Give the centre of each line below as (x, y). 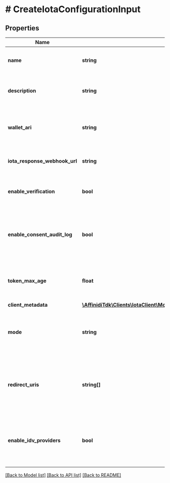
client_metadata (28, 305)
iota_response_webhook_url (42, 161)
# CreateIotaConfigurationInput (73, 9)
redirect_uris (24, 385)
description (22, 91)
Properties (22, 28)
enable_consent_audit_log (40, 234)
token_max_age (27, 281)
